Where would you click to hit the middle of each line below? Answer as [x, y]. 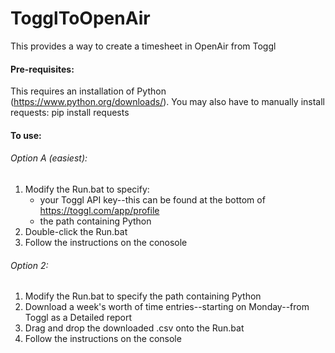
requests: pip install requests [70, 113]
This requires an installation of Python [88, 91]
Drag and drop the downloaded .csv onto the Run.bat [134, 328]
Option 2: [29, 265]
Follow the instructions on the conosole [106, 242]
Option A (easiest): [49, 158]
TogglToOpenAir [80, 18]
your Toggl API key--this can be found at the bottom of [152, 199]
